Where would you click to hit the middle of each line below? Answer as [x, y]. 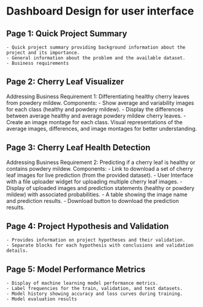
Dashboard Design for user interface [100, 11]
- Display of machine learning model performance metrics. [82, 283]
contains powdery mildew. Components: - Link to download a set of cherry [100, 168]
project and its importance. [43, 53]
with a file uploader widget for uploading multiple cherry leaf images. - [95, 181]
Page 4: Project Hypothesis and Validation [88, 226]
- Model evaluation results [42, 299]
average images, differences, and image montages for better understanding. [101, 128]
